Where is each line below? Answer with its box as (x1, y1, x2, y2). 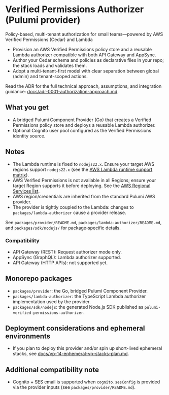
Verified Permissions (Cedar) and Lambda (5, 37, 93, 43)
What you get (5, 103, 49, 112)
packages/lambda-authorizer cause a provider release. (12, 209, 126, 216)
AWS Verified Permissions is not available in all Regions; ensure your (12, 177, 156, 183)
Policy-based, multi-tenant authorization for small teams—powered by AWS (5, 31, 163, 37)
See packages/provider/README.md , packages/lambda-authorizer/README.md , (5, 219, 162, 225)
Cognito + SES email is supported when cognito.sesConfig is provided (12, 379, 160, 385)
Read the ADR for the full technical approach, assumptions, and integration (5, 83, 162, 89)
